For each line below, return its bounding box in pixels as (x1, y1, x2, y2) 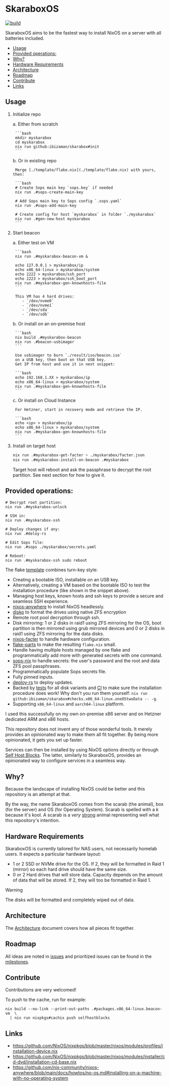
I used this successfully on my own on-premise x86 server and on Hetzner (5, 711, 161, 717)
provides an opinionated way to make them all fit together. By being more (5, 731, 158, 738)
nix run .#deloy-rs (5, 531, 47, 537)
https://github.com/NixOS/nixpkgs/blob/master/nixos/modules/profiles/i (12, 1043, 163, 1049)
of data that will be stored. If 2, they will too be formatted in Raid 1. (12, 877, 151, 883)
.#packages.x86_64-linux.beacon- (91, 1007, 162, 1012)
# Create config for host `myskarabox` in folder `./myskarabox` (15, 212, 156, 217)
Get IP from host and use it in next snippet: (15, 362, 115, 367)
